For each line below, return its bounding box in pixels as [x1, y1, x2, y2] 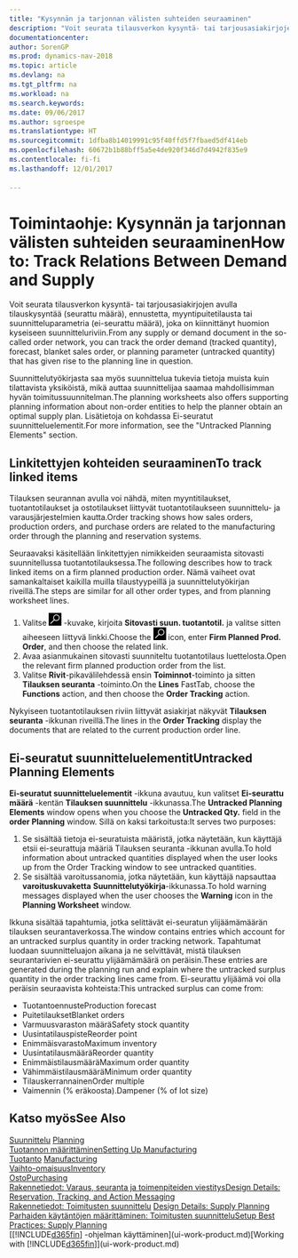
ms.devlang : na [9, 71, 66, 80]
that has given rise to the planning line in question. [9, 356, 193, 366]
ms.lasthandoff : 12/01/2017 [9, 164, 114, 173]
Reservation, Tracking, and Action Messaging [9, 1191, 176, 1202]
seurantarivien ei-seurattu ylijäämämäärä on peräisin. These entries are [9, 955, 268, 966]
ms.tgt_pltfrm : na [9, 80, 77, 89]
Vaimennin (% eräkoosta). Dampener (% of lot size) [21, 1086, 208, 1096]
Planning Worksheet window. [21, 900, 131, 910]
